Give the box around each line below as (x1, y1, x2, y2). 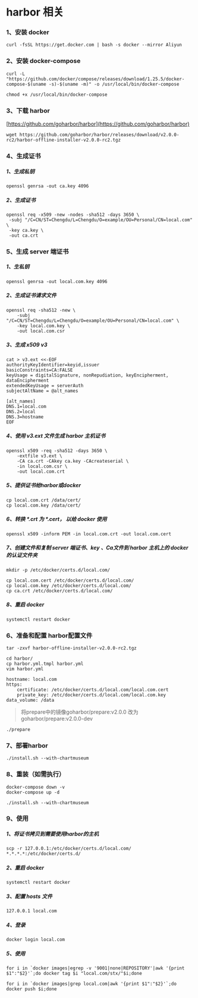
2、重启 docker (6, 864, 45, 871)
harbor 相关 (6, 5, 64, 19)
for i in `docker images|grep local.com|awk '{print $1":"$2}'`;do (6, 981, 177, 987)
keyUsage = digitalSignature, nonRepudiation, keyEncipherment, (6, 372, 169, 378)
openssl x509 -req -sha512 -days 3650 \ (6, 447, 108, 454)
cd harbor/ (6, 655, 33, 661)
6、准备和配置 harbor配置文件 (6, 631, 93, 639)
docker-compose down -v (6, 784, 65, 790)
